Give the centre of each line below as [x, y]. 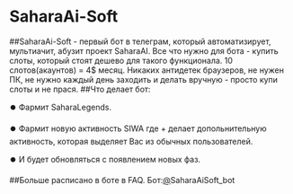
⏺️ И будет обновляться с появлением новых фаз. [105, 159]
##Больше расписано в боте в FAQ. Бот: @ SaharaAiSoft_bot [122, 180]
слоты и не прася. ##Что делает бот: [80, 89]
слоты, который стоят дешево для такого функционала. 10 [121, 60]
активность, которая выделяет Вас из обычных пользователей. [131, 141]
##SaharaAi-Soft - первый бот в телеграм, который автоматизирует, [140, 41]
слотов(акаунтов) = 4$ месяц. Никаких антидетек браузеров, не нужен [147, 70]
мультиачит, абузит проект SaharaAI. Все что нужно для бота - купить [144, 50]
